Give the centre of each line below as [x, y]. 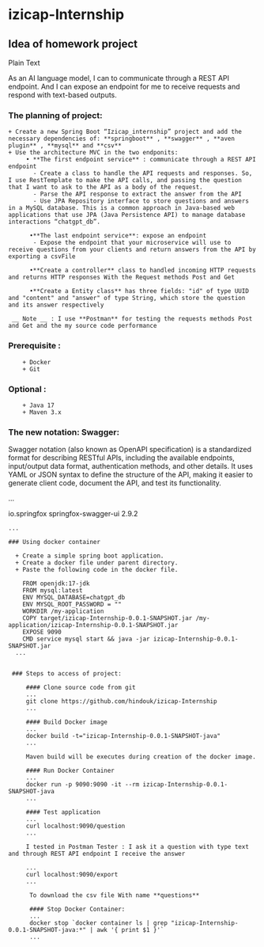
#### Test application [63, 812]
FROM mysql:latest [53, 591]
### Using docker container [55, 542]
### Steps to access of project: [67, 674]
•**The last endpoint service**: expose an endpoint [118, 236]
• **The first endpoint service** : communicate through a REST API [141, 160]
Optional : [27, 389]
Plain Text [25, 63]
